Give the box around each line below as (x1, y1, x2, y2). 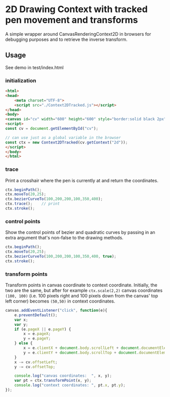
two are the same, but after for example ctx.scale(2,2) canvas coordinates (5, 287, 163, 293)
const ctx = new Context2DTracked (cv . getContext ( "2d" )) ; (5, 140, 128, 145)
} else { (14, 341, 33, 346)
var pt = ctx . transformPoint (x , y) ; (14, 378, 92, 383)
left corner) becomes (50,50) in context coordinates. (5, 298, 115, 304)
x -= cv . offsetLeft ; (14, 360, 58, 365)
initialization (5, 77, 36, 84)
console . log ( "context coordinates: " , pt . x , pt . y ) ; (14, 383, 125, 388)
